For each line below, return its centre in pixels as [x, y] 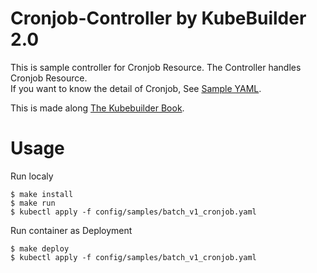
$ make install [42, 194]
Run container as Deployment [71, 230]
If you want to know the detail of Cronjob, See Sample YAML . [136, 88]
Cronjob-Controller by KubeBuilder [158, 18]
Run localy [32, 176]
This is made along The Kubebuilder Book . [97, 108]
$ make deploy [40, 248]
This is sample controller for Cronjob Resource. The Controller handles [156, 67]
